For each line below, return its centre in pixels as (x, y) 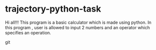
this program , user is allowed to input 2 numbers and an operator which (78, 27)
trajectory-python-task (53, 9)
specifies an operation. (28, 33)
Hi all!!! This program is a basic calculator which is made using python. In (78, 22)
